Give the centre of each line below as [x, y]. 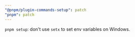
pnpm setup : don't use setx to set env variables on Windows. [67, 29]
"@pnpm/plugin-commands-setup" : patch [46, 10]
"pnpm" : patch [20, 15]
